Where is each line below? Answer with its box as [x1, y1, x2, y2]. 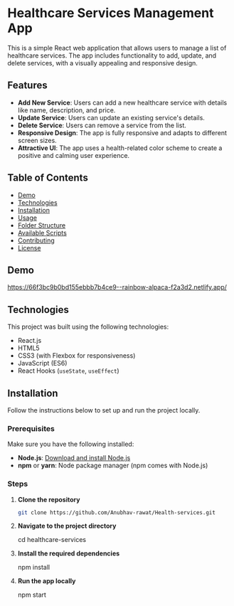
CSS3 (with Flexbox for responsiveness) [17, 351, 136, 360]
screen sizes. [17, 136, 57, 144]
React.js [17, 336, 42, 345]
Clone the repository [17, 495, 80, 504]
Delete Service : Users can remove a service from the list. [17, 121, 186, 129]
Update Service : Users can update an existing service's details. [17, 113, 205, 122]
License [17, 243, 41, 252]
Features [7, 80, 48, 92]
